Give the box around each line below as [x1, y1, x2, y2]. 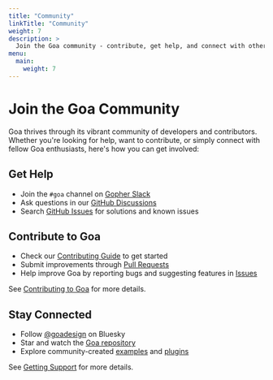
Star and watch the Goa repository [19, 338, 136, 348]
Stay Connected [8, 308, 92, 322]
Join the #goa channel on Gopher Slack [19, 188, 151, 199]
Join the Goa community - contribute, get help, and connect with [15, 42, 245, 50]
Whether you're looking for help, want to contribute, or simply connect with [8, 135, 261, 145]
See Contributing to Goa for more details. [8, 284, 146, 294]
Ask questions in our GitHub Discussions [19, 197, 157, 207]
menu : [8, 50, 27, 58]
